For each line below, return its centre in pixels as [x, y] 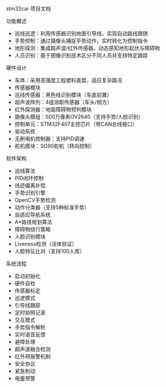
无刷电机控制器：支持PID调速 [49, 139]
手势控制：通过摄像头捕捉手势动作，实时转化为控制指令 [81, 41]
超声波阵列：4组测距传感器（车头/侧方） [63, 102]
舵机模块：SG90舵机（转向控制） [55, 146]
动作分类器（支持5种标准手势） [52, 207]
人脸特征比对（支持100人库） [50, 251]
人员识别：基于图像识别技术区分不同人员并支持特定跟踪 [81, 55]
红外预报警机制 [32, 356]
